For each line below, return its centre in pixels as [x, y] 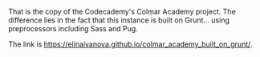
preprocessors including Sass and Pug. [73, 28]
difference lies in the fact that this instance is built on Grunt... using [119, 20]
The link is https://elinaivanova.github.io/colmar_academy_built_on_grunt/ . [130, 44]
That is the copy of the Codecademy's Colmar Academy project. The [122, 12]
